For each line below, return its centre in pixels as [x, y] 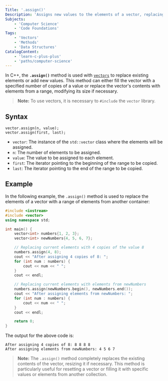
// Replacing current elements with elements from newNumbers [80, 284]
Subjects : [15, 19]
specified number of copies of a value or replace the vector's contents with [83, 86]
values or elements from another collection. [62, 374]
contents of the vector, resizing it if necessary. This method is [81, 364]
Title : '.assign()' [25, 10]
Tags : [11, 33]
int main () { [19, 229]
